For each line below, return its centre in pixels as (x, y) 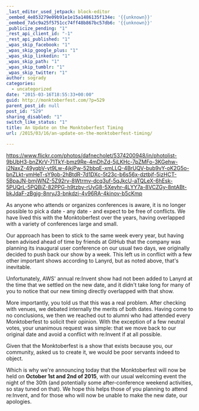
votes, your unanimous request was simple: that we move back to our (91, 328)
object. (15, 358)
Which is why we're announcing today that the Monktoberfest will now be (96, 370)
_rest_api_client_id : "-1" (40, 34)
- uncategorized (31, 89)
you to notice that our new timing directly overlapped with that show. (90, 291)
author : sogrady (26, 78)
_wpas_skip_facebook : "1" (38, 45)
